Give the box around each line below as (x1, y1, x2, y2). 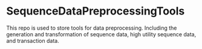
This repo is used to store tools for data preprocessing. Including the (6, 24, 177, 31)
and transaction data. (6, 37, 59, 44)
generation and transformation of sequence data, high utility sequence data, (6, 30, 197, 38)
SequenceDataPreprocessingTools (6, 4, 185, 18)
